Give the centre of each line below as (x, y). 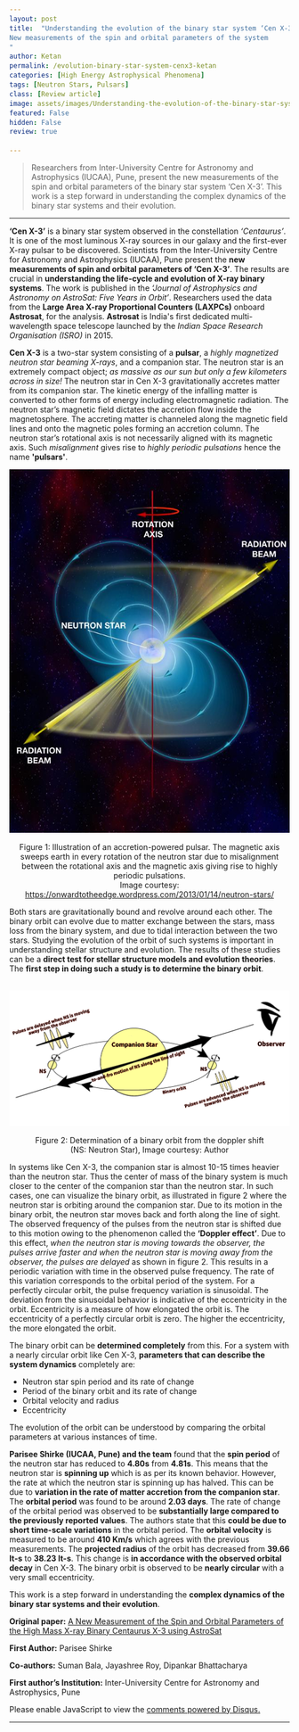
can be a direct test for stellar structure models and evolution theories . (142, 960)
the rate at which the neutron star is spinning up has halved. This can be (141, 1482)
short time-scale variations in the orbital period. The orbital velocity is (141, 1530)
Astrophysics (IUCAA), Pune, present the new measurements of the (154, 177)
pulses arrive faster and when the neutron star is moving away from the (141, 1252)
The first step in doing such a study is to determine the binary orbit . (137, 969)
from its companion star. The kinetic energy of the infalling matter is (133, 391)
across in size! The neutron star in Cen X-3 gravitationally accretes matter (145, 381)
